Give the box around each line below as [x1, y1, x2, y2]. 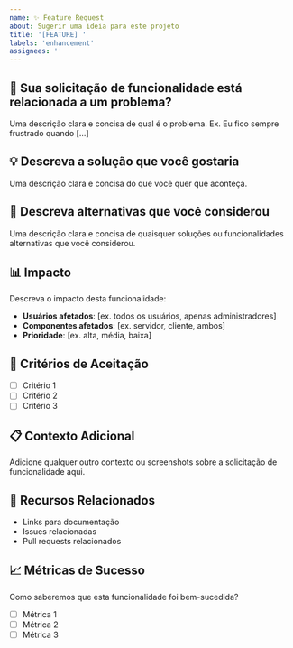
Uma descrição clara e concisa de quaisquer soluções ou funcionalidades [9, 227, 284, 239]
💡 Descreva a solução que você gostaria [9, 154, 240, 170]
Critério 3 [22, 401, 59, 412]
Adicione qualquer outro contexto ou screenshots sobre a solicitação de [9, 457, 278, 467]
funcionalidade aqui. [9, 467, 86, 477]
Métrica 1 [22, 608, 57, 619]
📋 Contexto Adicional [9, 428, 135, 443]
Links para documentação [22, 516, 120, 527]
